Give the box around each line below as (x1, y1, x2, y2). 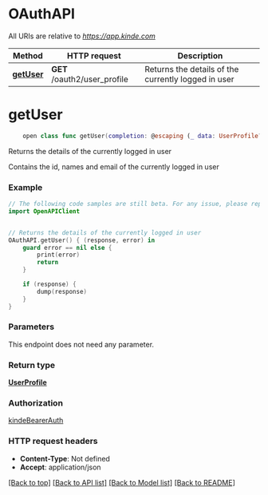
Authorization (8, 398, 64, 409)
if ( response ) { (22, 280, 77, 288)
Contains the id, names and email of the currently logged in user (8, 161, 219, 172)
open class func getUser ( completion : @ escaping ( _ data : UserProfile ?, (22, 132, 266, 140)
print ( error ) (37, 251, 81, 259)
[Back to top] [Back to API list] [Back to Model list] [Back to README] (8, 477, 235, 487)
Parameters (8, 321, 54, 332)
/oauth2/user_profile (51, 73, 129, 85)
